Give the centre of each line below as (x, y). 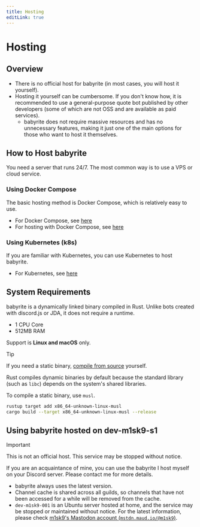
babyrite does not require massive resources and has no (93, 122)
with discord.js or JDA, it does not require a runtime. (70, 313)
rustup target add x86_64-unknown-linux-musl (64, 406)
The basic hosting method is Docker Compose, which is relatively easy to (97, 202)
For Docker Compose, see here (54, 220)
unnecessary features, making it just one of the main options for (103, 128)
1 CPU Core (29, 325)
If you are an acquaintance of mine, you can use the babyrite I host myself (98, 468)
